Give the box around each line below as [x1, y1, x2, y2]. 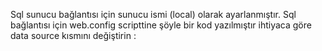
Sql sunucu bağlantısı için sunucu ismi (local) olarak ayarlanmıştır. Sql [10, 9, 297, 20]
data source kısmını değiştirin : [10, 30, 137, 41]
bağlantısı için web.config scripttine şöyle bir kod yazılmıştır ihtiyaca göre [10, 19, 312, 31]
